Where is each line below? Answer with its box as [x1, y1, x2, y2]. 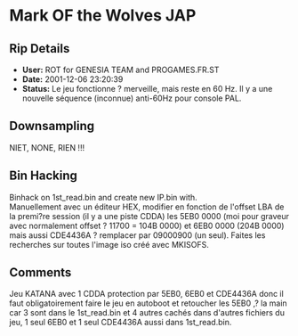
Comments [9, 265, 72, 281]
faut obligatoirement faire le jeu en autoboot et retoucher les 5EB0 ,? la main [9, 298, 287, 308]
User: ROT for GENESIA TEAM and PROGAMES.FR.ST [21, 64, 220, 75]
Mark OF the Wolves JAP [9, 5, 197, 26]
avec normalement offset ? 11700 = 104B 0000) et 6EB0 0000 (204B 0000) [9, 220, 285, 231]
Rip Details [9, 41, 70, 56]
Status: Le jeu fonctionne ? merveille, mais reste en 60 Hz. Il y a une [21, 84, 273, 94]
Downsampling [9, 119, 95, 134]
